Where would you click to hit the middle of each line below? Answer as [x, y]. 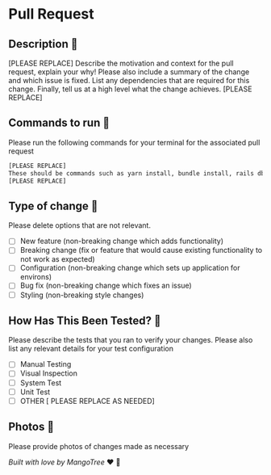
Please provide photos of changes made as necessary [99, 446]
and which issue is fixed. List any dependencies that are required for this [129, 80]
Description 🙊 [43, 44]
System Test [41, 383]
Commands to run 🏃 [59, 123]
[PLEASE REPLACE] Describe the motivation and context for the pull [121, 63]
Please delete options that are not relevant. [80, 225]
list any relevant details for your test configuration [91, 349]
